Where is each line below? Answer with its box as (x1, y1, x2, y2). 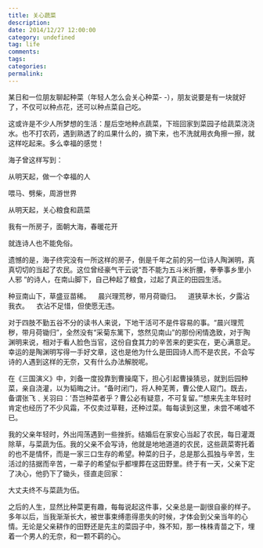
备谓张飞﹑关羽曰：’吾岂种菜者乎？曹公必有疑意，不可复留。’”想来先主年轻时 (8, 393, 252, 402)
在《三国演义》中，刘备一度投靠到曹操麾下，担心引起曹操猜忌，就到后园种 (8, 373, 248, 383)
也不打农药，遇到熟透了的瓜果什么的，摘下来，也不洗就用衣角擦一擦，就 (21, 129, 255, 138)
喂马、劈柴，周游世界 (8, 188, 77, 198)
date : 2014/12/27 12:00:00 (8, 26, 96, 34)
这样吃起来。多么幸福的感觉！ (8, 138, 104, 147)
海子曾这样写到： (8, 154, 63, 165)
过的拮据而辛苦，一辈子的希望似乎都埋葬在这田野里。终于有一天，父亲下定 (14, 459, 255, 468)
